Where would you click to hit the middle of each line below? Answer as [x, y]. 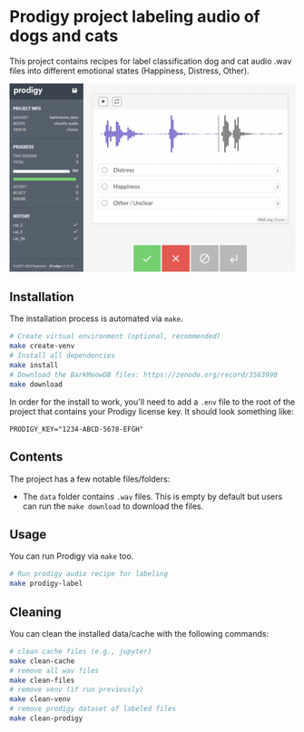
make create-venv [42, 346]
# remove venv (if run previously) [77, 690]
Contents [36, 457]
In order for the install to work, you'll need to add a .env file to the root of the [152, 402]
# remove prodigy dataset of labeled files [93, 709]
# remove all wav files [54, 670]
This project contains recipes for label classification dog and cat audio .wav [151, 61]
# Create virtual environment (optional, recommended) [115, 337]
